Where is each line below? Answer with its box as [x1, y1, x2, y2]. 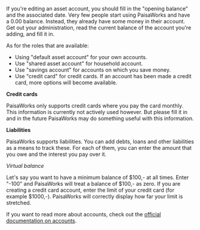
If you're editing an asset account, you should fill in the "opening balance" [6, 5, 188, 12]
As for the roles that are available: [6, 42, 89, 49]
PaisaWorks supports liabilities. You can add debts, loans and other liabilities [6, 138, 194, 145]
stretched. [6, 200, 32, 206]
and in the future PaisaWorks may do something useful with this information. [6, 115, 194, 122]
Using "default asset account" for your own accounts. [14, 54, 147, 60]
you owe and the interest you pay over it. [6, 151, 107, 158]
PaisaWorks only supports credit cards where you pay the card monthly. [6, 102, 184, 109]
